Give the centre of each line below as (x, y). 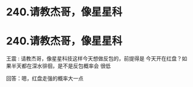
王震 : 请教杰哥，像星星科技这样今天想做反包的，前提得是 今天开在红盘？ (94, 59)
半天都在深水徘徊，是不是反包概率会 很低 (61, 66)
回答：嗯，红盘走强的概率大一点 (45, 78)
